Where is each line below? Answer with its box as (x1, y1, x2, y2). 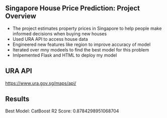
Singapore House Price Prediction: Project (5, 4, 140, 13)
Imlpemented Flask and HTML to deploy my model (12, 52, 117, 58)
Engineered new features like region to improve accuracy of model (12, 41, 151, 47)
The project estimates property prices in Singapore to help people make (12, 25, 162, 31)
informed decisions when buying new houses (12, 30, 107, 37)
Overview (5, 12, 37, 21)
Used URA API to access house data (12, 36, 88, 42)
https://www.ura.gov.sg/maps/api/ (5, 80, 76, 86)
